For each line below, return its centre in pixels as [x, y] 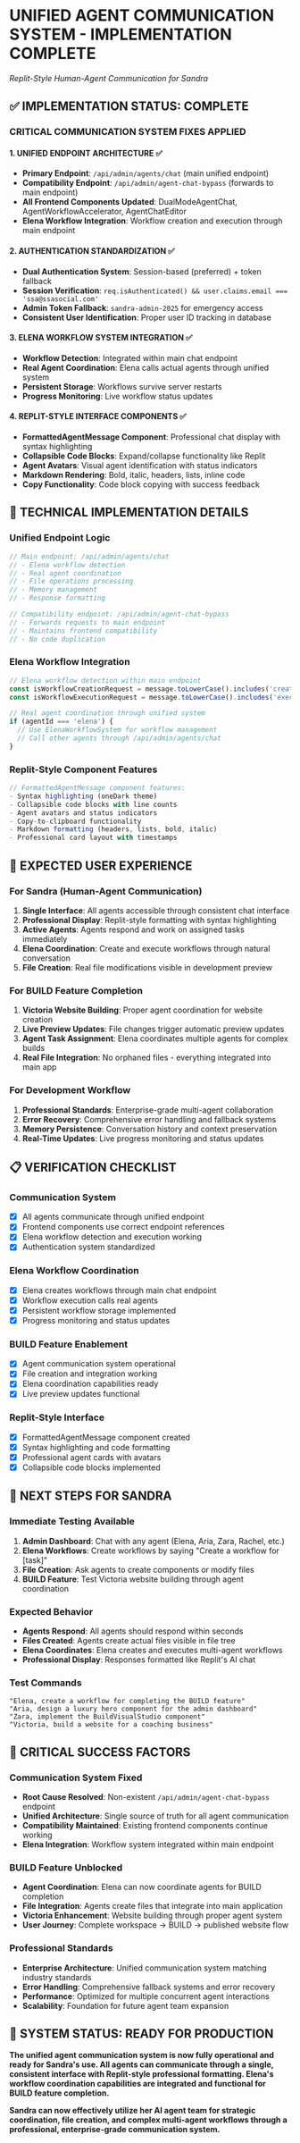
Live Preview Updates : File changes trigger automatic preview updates [153, 1029]
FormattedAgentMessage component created [106, 1437]
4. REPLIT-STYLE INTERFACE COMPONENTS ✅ [98, 416]
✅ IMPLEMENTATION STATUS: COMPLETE [129, 107]
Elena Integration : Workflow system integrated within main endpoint [148, 1845]
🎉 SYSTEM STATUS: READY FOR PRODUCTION [142, 2034]
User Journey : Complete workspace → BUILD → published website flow [155, 1925]
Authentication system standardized [88, 1247]
